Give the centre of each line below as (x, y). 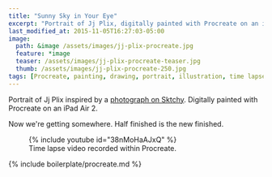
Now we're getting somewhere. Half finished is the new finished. (116, 123)
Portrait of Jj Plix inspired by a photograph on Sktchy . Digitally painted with (133, 99)
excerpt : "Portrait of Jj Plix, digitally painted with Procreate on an (134, 24)
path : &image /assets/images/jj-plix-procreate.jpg (105, 46)
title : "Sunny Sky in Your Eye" (63, 16)
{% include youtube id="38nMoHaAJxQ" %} (103, 140)
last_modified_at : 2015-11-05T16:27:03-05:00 (86, 31)
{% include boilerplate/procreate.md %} (75, 164)
